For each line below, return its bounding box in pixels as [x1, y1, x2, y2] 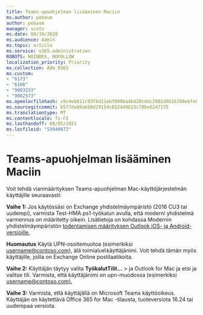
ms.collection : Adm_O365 [6, 64, 69, 71]
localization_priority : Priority [6, 59, 91, 65]
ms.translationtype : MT [6, 110, 66, 116]
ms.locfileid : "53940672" [6, 126, 71, 133]
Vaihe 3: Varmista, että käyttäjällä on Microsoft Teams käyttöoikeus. [6, 289, 176, 296]
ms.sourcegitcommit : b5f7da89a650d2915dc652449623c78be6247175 [6, 104, 169, 110]
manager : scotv [6, 25, 45, 32]
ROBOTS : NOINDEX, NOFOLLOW [6, 54, 74, 60]
